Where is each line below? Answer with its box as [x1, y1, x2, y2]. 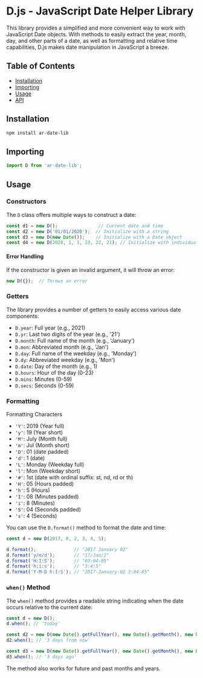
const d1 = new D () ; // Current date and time [6, 222, 164, 229]
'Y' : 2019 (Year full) [14, 422, 65, 430]
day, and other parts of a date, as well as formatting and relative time [6, 37, 178, 44]
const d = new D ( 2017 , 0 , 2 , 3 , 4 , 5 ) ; [6, 535, 107, 541]
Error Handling [6, 253, 44, 260]
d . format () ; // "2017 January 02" [6, 546, 129, 552]
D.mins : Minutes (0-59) [14, 375, 72, 383]
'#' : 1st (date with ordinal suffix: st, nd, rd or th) [14, 473, 134, 481]
